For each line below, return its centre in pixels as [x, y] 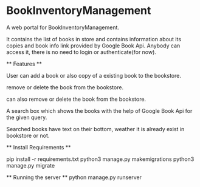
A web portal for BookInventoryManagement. [63, 27]
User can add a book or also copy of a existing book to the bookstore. [94, 75]
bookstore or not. [28, 135]
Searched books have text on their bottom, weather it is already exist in [95, 129]
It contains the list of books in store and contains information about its [94, 39]
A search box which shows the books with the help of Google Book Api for [99, 110]
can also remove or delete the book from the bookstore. [76, 99]
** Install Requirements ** [39, 147]
